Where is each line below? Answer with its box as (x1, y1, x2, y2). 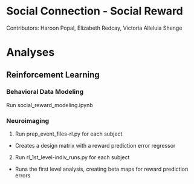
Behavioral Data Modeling (6, 88, 83, 96)
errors (15, 172, 31, 179)
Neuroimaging (6, 116, 50, 125)
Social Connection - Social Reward (6, 4, 183, 18)
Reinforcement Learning (6, 70, 100, 80)
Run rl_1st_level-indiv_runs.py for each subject (15, 154, 130, 161)
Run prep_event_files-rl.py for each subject (15, 130, 123, 137)
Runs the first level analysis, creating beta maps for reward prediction (15, 165, 189, 173)
